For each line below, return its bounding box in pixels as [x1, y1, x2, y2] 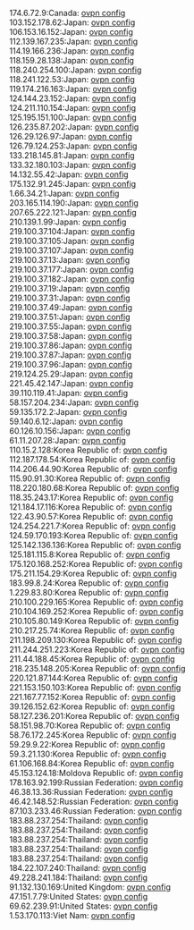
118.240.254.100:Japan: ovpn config [9, 64, 142, 75]
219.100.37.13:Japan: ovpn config [9, 255, 131, 265]
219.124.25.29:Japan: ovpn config [9, 368, 134, 379]
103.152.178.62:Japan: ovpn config [9, 17, 136, 28]
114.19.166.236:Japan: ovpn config [9, 46, 135, 56]
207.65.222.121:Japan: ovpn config [9, 207, 137, 217]
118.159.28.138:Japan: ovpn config [9, 55, 134, 65]
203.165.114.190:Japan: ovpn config [9, 198, 139, 208]
